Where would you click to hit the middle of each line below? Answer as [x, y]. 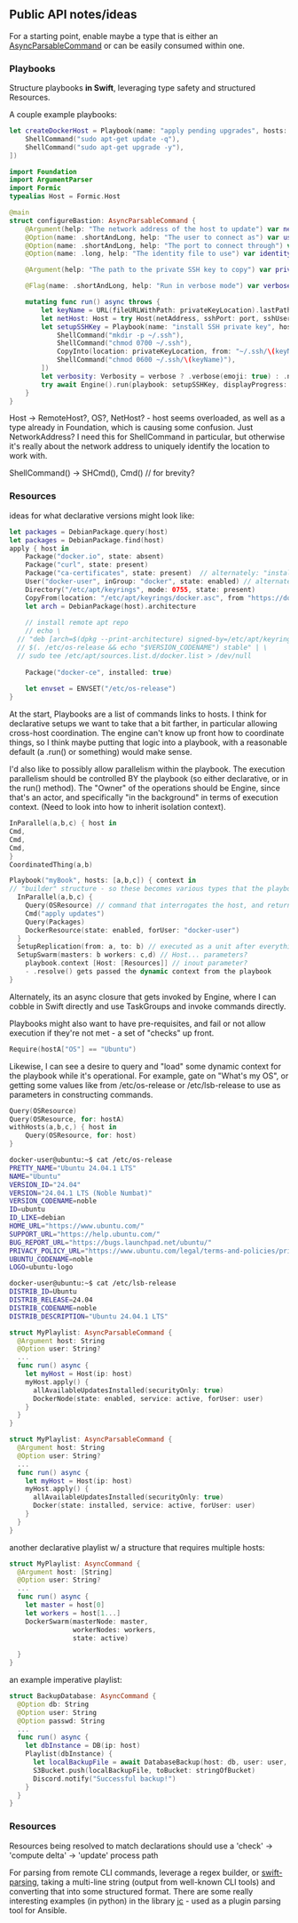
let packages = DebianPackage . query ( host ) [89, 532]
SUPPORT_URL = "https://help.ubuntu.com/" [85, 1234]
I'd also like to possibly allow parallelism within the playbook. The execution [147, 769]
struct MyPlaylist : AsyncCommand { [75, 1564]
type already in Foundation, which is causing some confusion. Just [131, 428]
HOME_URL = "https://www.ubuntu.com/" [77, 1226]
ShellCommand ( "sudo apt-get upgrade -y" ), [105, 147]
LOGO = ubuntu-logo [41, 1267]
